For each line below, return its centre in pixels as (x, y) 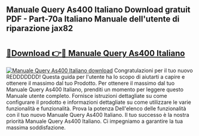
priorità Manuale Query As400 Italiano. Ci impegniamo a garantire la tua (95, 121)
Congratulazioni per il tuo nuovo (154, 70)
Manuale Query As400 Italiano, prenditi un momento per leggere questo (95, 89)
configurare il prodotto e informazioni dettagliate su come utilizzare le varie (99, 102)
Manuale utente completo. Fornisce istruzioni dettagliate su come (87, 96)
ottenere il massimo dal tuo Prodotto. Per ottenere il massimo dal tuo (91, 83)
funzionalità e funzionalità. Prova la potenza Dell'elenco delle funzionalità (96, 109)
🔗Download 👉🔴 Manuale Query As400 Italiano (96, 53)
